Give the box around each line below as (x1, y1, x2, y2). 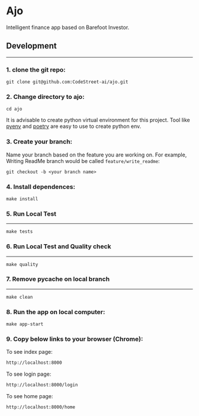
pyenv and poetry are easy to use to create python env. (6, 123, 142, 130)
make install (6, 196, 38, 202)
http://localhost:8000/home (6, 404, 76, 410)
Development (6, 41, 57, 51)
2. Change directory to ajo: (6, 92, 85, 101)
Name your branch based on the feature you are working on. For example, (6, 151, 187, 158)
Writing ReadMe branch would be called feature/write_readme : (6, 157, 160, 164)
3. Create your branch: (6, 137, 73, 146)
